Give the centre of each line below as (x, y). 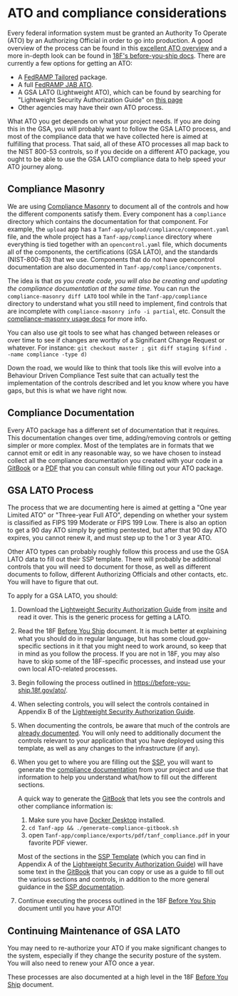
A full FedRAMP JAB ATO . (55, 84)
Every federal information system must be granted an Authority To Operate (117, 33)
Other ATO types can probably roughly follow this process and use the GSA (118, 552)
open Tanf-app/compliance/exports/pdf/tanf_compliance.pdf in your (129, 835)
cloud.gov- (195, 639)
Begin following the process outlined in (75, 683)
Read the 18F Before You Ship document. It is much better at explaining (122, 631)
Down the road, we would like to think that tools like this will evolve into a (114, 367)
